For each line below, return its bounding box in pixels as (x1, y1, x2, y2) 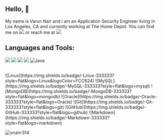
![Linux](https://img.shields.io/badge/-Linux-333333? (5, 72, 114, 78)
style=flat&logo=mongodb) (5, 93, 60, 99)
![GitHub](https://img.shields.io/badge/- (65, 104, 147, 110)
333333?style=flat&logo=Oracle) (5, 99, 73, 105)
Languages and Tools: (5, 44, 75, 52)
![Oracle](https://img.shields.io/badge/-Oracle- (61, 93, 158, 99)
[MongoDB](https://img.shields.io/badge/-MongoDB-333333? (5, 88, 132, 94)
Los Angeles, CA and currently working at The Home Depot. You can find (5, 23, 155, 29)
